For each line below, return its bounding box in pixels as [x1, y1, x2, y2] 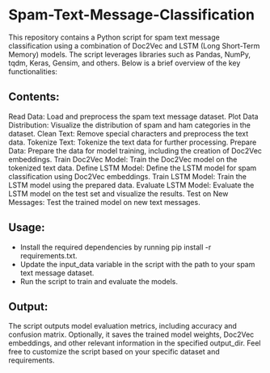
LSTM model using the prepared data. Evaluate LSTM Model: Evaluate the [8, 180, 255, 190]
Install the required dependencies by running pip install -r [19, 242, 212, 252]
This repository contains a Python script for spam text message [8, 32, 220, 42]
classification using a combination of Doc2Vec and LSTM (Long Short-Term [8, 40, 260, 50]
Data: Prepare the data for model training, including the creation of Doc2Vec [8, 145, 263, 155]
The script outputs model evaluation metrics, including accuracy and [8, 321, 237, 331]
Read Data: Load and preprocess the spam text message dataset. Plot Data [8, 111, 259, 121]
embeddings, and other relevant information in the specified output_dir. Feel [8, 338, 261, 348]
